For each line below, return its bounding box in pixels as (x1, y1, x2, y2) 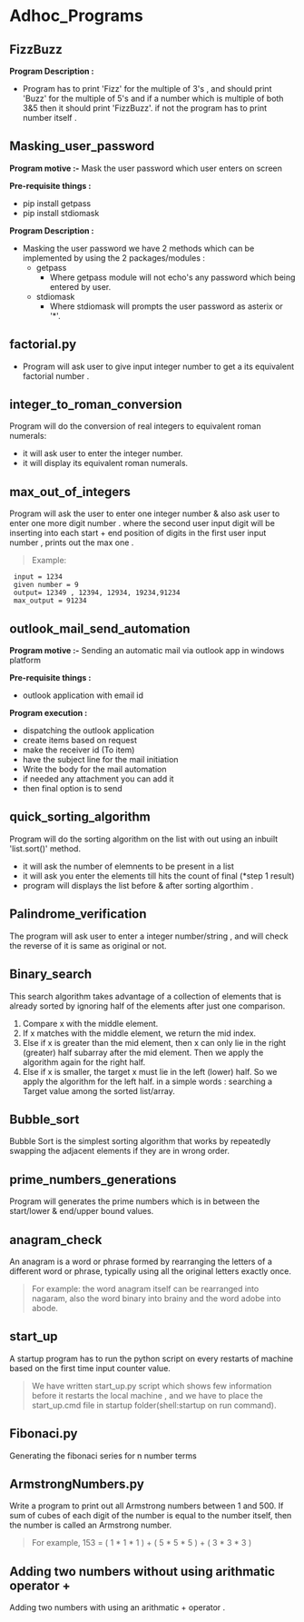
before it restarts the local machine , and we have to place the (31, 1389, 263, 1400)
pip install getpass (22, 197, 92, 209)
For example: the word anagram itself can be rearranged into (31, 1283, 260, 1294)
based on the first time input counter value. (9, 1362, 171, 1373)
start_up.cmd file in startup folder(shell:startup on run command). (31, 1399, 277, 1410)
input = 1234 (13, 572, 64, 582)
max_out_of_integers (9, 483, 132, 500)
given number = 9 (13, 581, 79, 590)
